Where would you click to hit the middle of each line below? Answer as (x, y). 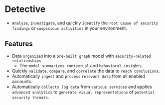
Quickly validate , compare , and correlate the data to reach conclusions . (86, 71)
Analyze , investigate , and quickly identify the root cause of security (85, 23)
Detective (25, 9)
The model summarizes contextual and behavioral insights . (81, 65)
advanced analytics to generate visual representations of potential (83, 92)
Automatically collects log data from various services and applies (82, 87)
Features (19, 44)
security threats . (30, 97)
